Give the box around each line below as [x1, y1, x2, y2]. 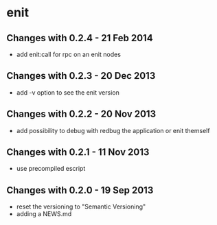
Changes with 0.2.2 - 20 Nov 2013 [6, 108, 156, 120]
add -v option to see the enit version [16, 88, 119, 97]
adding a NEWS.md [16, 210, 72, 218]
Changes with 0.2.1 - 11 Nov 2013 [6, 146, 150, 158]
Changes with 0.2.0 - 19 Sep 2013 [6, 184, 154, 196]
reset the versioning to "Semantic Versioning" [16, 202, 146, 211]
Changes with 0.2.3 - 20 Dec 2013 [6, 70, 156, 82]
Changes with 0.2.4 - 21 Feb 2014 [6, 32, 153, 44]
